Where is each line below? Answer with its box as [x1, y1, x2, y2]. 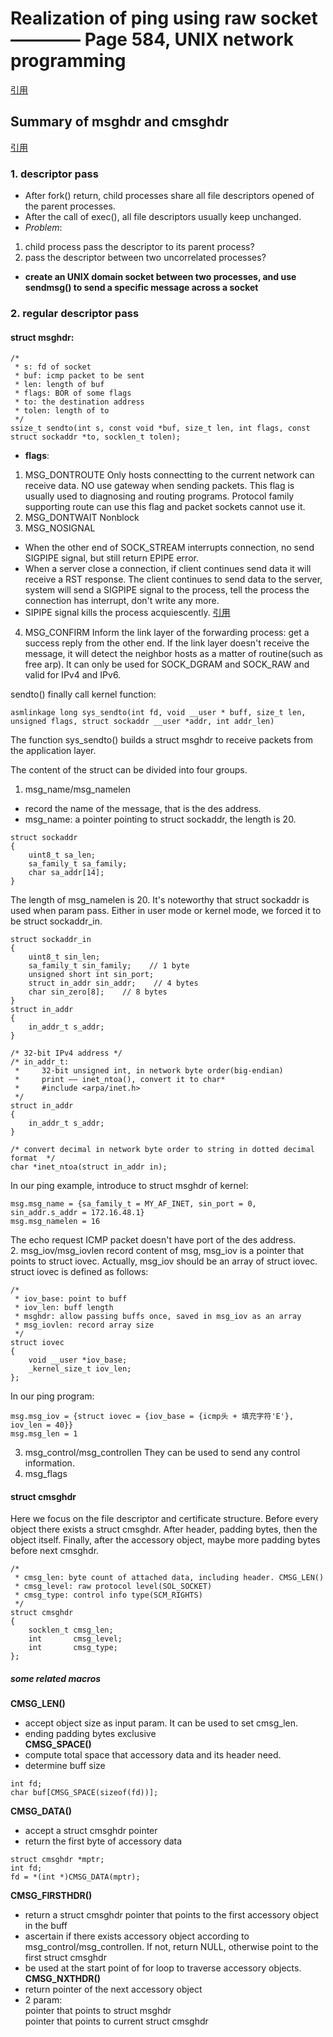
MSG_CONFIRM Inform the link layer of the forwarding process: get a [24, 627, 310, 639]
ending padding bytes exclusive [24, 1728, 157, 1740]
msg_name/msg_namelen [24, 783, 131, 796]
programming [10, 50, 127, 72]
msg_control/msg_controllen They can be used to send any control [24, 1447, 301, 1459]
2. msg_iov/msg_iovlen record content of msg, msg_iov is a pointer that [10, 1245, 305, 1257]
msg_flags [24, 1468, 68, 1480]
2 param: [24, 1994, 63, 2006]
